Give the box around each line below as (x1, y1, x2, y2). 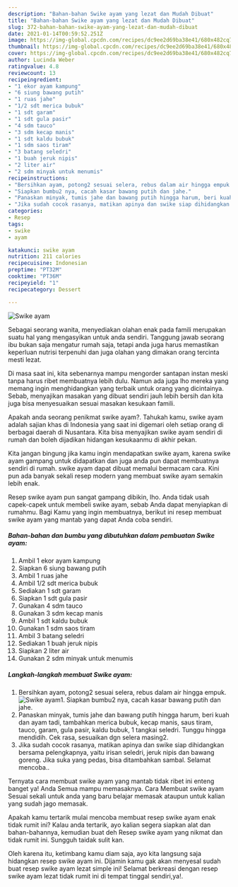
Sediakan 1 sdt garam (18, 587, 81, 595)
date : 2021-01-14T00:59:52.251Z (8, 30, 103, 37)
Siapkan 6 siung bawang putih (18, 564, 107, 572)
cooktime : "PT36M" (8, 273, 62, 280)
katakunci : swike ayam (8, 247, 75, 254)
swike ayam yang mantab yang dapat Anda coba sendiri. (8, 515, 173, 524)
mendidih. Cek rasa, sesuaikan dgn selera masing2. (18, 733, 169, 742)
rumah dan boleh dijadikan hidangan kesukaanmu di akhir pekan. (8, 435, 197, 444)
